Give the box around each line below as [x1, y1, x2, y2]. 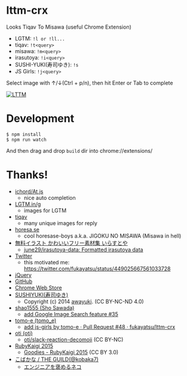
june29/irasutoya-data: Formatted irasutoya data [23, 246, 143, 253]
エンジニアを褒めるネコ [23, 363, 82, 370]
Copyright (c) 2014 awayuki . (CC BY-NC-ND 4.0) [23, 298, 145, 305]
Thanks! [6, 168, 48, 182]
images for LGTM [23, 207, 67, 214]
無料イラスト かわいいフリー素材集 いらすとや [14, 239, 128, 246]
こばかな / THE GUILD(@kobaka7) [14, 356, 99, 363]
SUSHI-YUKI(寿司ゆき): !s [14, 61, 79, 68]
